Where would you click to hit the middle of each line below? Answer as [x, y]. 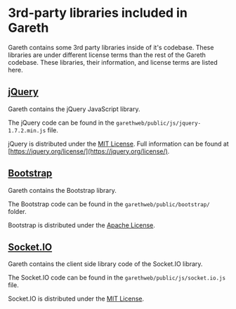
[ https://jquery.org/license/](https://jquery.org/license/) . [89, 151]
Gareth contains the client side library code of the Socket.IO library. [105, 264]
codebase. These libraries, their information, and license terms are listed [113, 62]
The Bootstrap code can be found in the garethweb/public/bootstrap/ [109, 204]
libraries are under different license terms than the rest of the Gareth [107, 55]
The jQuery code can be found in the [61, 122]
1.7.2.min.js [27, 131]
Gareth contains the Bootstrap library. [62, 190]
